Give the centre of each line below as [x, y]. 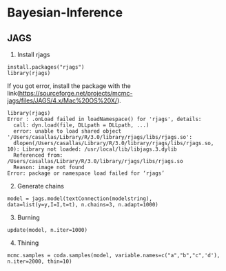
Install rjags [33, 54]
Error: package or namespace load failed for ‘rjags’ [86, 173]
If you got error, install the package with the [69, 86]
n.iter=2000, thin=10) [40, 261]
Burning [28, 217]
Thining [28, 243]
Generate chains [40, 186]
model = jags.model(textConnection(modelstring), [80, 199]
